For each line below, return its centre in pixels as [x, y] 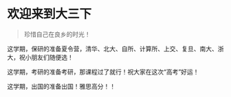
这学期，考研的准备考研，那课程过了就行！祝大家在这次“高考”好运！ [103, 72]
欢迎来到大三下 [49, 14]
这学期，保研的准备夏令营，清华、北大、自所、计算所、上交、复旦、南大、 [112, 48]
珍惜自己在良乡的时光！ [57, 34]
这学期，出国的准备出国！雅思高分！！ [61, 86]
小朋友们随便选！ [49, 57]
